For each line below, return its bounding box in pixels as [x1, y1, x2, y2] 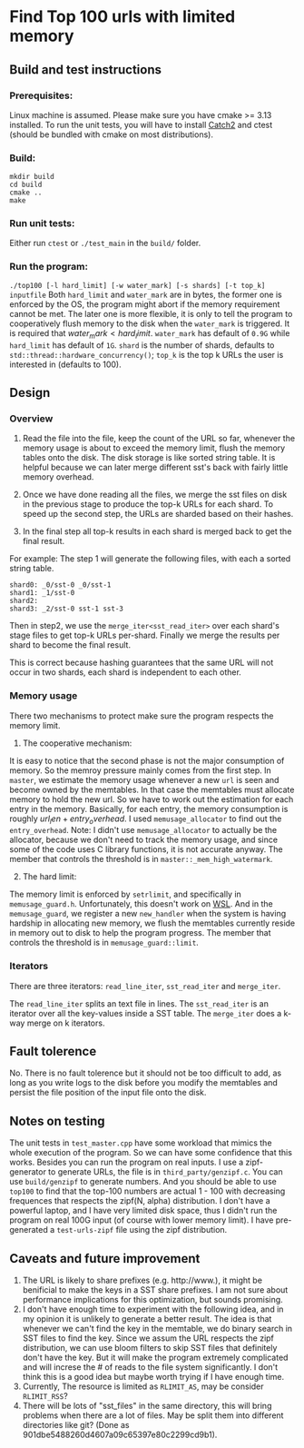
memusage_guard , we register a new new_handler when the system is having [9, 908, 287, 919]
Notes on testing [9, 1113, 106, 1128]
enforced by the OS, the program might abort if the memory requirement [9, 298, 280, 310]
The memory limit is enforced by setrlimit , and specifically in [9, 888, 242, 900]
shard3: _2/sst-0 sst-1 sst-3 [9, 604, 124, 614]
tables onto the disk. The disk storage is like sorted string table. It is [22, 452, 276, 463]
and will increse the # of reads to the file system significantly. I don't [22, 1362, 279, 1373]
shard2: [9, 597, 39, 606]
